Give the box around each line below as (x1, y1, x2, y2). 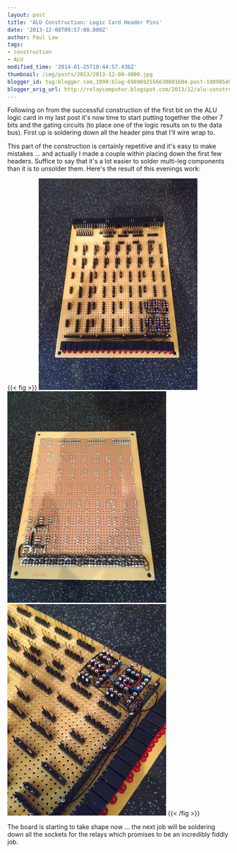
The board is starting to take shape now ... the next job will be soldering (7, 823, 216, 831)
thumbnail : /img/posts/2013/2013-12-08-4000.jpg (7, 70, 153, 78)
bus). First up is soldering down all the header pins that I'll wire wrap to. (7, 128, 215, 137)
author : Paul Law (7, 34, 59, 41)
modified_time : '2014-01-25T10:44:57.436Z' (7, 63, 138, 70)
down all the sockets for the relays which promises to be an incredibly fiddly (7, 830, 229, 839)
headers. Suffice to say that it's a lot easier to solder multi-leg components (7, 157, 224, 166)
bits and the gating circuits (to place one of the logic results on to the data (7, 121, 222, 130)
